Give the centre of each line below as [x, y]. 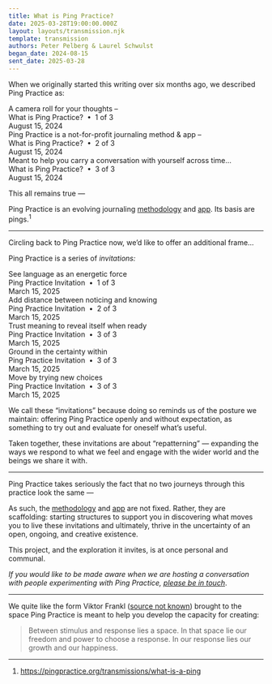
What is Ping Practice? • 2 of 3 [62, 143]
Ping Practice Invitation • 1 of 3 [62, 282]
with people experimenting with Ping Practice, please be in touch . [118, 583]
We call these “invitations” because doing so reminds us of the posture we [133, 410]
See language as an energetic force [68, 273]
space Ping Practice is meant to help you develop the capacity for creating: [134, 614]
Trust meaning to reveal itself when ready [78, 325]
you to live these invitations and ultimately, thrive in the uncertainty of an [130, 525]
